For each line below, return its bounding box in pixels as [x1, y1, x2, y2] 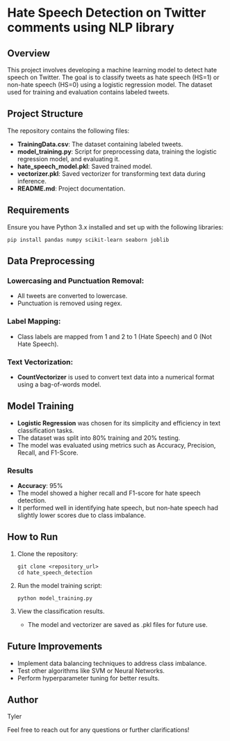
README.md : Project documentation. [17, 184, 126, 193]
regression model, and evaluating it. [17, 154, 120, 163]
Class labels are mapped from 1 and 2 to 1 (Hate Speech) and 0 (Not [17, 332, 212, 341]
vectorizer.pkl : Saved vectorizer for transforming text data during [17, 169, 206, 178]
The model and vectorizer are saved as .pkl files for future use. [27, 620, 208, 628]
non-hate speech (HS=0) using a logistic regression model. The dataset [7, 81, 213, 88]
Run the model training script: [17, 581, 102, 589]
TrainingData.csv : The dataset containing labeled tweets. [17, 140, 183, 148]
